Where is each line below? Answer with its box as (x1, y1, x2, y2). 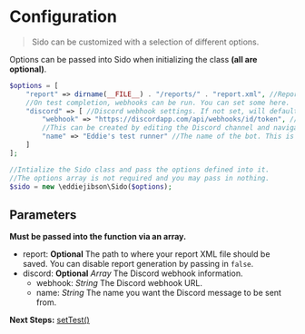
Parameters (9, 207, 77, 222)
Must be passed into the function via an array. (9, 231, 187, 242)
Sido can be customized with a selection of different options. (31, 36, 260, 47)
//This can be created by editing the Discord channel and (42, 123, 271, 133)
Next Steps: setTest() (9, 315, 91, 326)
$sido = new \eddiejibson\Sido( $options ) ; (9, 182, 172, 192)
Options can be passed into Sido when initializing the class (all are (9, 54, 258, 64)
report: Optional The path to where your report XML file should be (22, 249, 271, 260)
